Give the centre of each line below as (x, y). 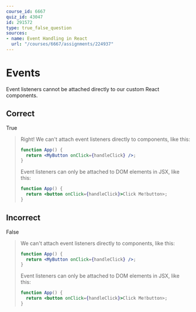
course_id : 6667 (26, 11)
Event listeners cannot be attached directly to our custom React (83, 89)
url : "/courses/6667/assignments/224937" (63, 44)
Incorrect (23, 218)
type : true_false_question (39, 28)
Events (23, 73)
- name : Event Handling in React (47, 39)
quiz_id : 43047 (25, 17)
